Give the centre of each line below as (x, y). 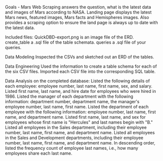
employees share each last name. (39, 153)
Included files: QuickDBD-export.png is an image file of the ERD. (69, 37)
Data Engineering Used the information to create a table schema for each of (81, 66)
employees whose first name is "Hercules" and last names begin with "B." (79, 122)
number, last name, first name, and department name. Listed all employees (80, 133)
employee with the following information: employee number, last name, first (81, 112)
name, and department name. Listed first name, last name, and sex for (75, 117)
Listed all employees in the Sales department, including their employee (76, 127)
